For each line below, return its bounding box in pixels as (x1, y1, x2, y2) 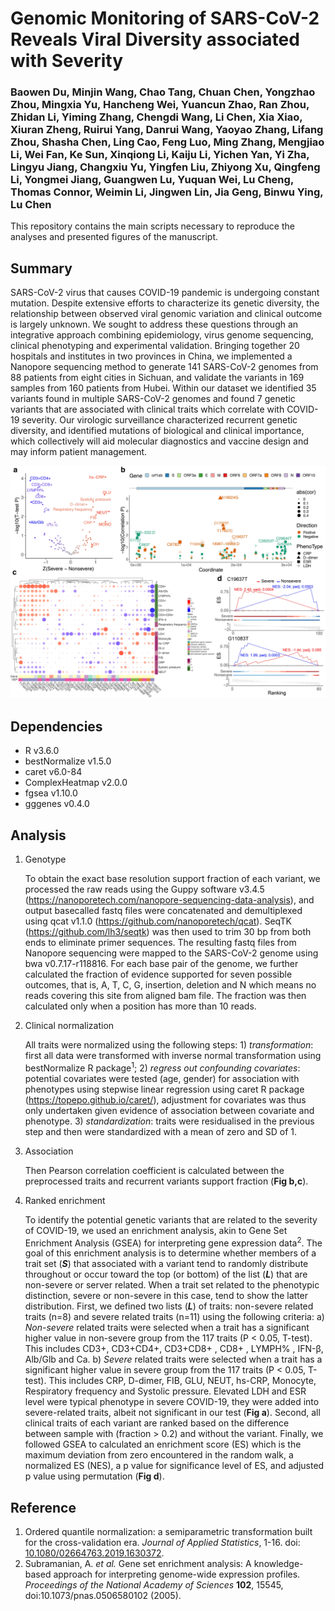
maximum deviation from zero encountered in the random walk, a (24, 1449, 294, 1461)
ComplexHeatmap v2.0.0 (24, 777, 128, 789)
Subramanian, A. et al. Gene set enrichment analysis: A (24, 1558, 252, 1570)
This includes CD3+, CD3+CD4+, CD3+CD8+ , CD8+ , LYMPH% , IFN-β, (24, 1343, 324, 1355)
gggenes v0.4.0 (24, 798, 90, 810)
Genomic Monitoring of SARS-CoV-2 (10, 7, 320, 30)
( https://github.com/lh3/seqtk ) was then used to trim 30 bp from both (24, 926, 312, 938)
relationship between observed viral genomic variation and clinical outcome (10, 308, 323, 320)
